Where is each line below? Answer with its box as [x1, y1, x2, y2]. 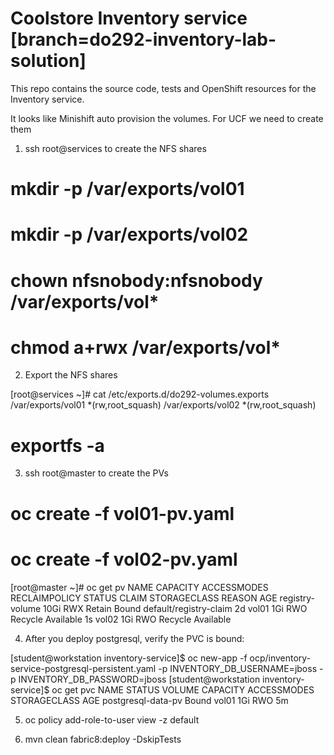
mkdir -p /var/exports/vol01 [10, 178, 245, 201]
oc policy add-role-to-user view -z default [24, 713, 200, 726]
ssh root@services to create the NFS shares [24, 142, 207, 154]
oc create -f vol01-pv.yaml [10, 502, 235, 525]
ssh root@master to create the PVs [24, 467, 169, 479]
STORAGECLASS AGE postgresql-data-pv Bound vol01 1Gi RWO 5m [10, 694, 289, 706]
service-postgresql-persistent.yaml [10, 662, 157, 674]
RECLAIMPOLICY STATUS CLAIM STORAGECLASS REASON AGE [10, 592, 278, 604]
